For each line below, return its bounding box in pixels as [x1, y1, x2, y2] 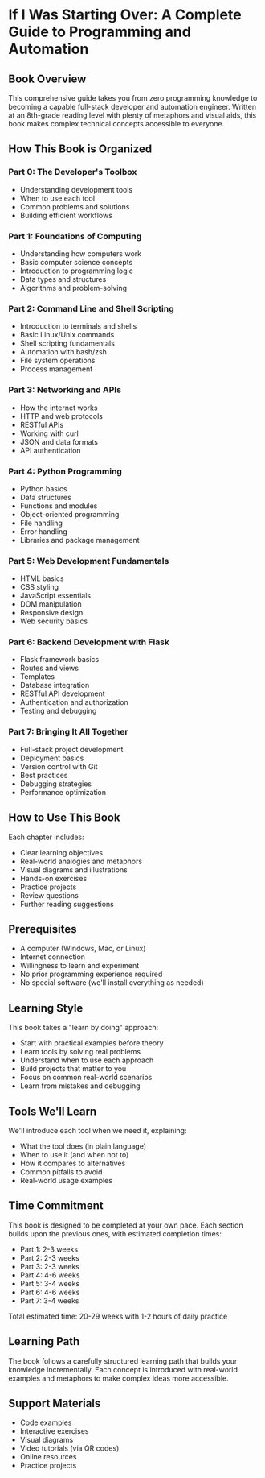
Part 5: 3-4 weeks [19, 1278, 80, 1288]
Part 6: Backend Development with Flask [8, 636, 170, 648]
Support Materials [8, 1397, 101, 1410]
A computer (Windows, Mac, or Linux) [19, 944, 146, 954]
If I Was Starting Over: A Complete [8, 6, 243, 24]
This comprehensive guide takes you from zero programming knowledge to [8, 93, 258, 102]
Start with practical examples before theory [19, 1038, 164, 1048]
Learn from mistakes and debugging [19, 1081, 141, 1091]
